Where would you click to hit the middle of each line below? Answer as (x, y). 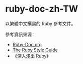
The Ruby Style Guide (35, 50)
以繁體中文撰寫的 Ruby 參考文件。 (40, 23)
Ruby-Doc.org (27, 44)
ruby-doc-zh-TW (42, 9)
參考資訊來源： (21, 34)
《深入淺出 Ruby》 (30, 56)
